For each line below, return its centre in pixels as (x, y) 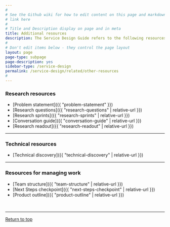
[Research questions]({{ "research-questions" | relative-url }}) (77, 110)
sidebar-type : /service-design (38, 66)
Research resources (30, 93)
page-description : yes (29, 62)
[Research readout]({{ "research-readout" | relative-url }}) (73, 126)
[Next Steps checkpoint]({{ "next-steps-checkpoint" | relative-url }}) (84, 189)
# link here (18, 19)
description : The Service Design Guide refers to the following (74, 39)
